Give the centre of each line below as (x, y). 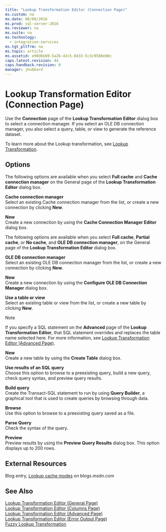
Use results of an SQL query (35, 367)
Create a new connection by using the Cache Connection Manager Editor (81, 222)
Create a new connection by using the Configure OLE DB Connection (76, 283)
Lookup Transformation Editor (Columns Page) (53, 508)
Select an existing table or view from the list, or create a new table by (76, 302)
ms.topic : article (24, 51)
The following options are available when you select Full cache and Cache (81, 177)
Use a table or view (25, 297)
